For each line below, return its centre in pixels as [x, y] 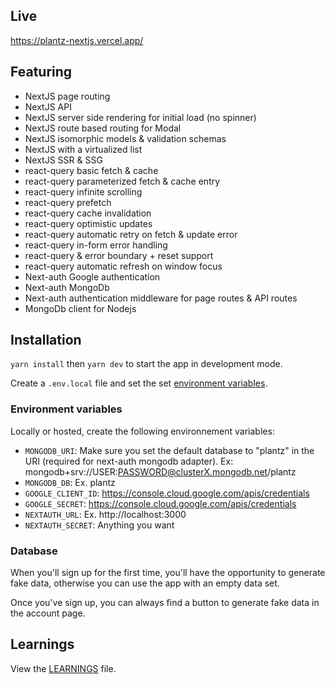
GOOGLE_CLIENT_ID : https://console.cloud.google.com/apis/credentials [167, 493]
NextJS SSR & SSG [63, 160]
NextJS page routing [67, 96]
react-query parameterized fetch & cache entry [122, 181]
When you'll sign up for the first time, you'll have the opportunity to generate [168, 573]
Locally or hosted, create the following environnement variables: [142, 431]
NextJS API [48, 106]
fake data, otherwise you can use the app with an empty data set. [145, 583]
